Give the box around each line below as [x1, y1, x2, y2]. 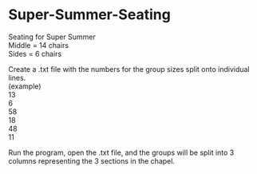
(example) [8, 81, 42, 91]
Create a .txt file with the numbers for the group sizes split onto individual [8, 64, 250, 73]
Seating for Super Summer [8, 32, 96, 42]
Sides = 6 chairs [8, 49, 62, 58]
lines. [8, 73, 26, 82]
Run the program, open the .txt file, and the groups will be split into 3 [8, 148, 235, 157]
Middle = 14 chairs [8, 40, 69, 49]
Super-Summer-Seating [8, 6, 172, 24]
